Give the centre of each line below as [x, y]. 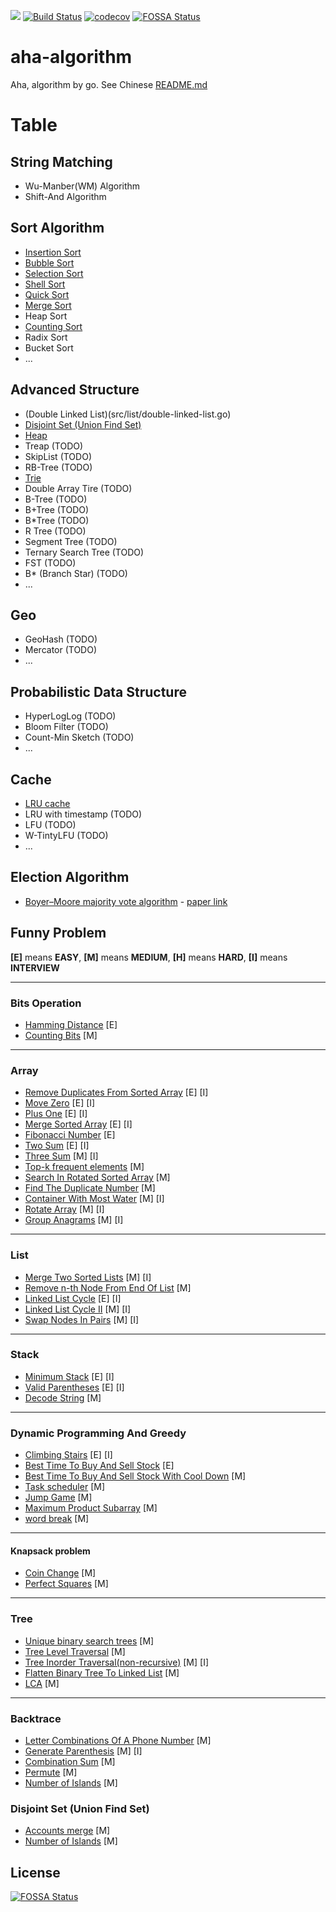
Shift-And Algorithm [65, 196]
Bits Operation [46, 1003]
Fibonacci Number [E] [70, 1135]
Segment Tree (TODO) [71, 541]
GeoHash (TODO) [61, 639]
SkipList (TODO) [58, 456]
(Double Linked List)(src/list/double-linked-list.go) [128, 414]
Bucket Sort [49, 347]
